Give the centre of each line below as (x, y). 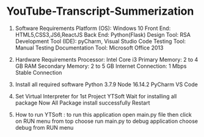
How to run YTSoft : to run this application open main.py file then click (104, 114)
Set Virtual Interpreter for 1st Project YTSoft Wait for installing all (96, 96)
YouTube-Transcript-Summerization (100, 11)
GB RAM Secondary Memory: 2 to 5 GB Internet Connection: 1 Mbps (101, 66)
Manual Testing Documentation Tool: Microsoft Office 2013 (89, 48)
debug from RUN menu (44, 127)
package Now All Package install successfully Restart (83, 103)
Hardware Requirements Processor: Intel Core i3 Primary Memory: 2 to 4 (107, 59)
